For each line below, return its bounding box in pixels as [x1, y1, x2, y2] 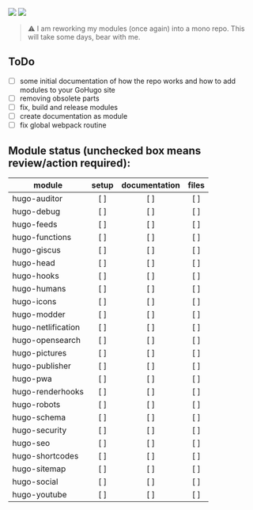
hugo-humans [12, 283, 66, 294]
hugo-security [12, 424, 67, 436]
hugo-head [12, 257, 55, 268]
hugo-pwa [12, 373, 53, 384]
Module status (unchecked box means [8, 143, 202, 158]
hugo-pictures [12, 347, 67, 358]
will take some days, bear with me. [27, 32, 141, 41]
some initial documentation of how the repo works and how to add [19, 76, 236, 86]
